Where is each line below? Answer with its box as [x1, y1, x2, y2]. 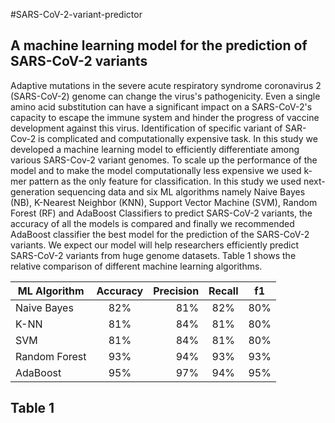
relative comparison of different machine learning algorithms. [10, 260, 263, 272]
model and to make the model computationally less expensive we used [10, 164, 302, 176]
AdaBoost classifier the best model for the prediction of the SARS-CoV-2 [10, 228, 310, 240]
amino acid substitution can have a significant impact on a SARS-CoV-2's [10, 100, 313, 113]
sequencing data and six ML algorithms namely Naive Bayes [56, 185, 306, 198]
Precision [153, 284, 200, 298]
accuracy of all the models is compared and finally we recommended [10, 217, 295, 229]
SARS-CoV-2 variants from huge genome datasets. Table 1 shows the [10, 249, 297, 261]
